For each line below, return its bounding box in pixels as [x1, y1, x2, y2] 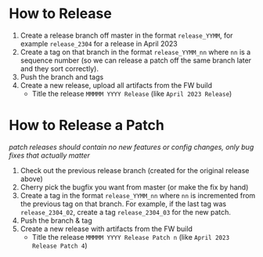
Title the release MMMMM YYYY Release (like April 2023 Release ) [31, 89, 232, 98]
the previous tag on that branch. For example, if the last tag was [20, 199, 227, 208]
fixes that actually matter [9, 150, 91, 160]
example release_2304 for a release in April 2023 [20, 38, 178, 48]
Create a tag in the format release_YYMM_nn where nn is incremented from [20, 190, 256, 200]
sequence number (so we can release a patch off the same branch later [20, 56, 252, 65]
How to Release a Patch [9, 117, 165, 134]
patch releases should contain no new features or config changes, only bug [9, 142, 254, 151]
